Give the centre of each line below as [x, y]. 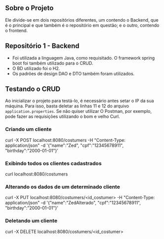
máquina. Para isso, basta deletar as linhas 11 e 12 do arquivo [67, 106]
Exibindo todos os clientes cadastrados [54, 163]
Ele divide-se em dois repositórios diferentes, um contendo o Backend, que [82, 20]
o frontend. [17, 30]
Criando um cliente [28, 129]
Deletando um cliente [31, 221]
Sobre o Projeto [29, 8]
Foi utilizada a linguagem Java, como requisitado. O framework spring [83, 58]
